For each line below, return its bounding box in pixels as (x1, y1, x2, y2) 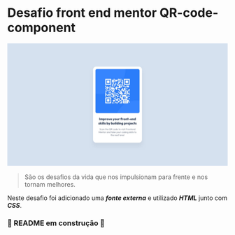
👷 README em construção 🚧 (7, 218, 105, 228)
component (7, 20, 76, 36)
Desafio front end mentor (7, 5, 157, 21)
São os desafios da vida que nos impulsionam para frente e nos (24, 173, 208, 181)
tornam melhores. (24, 180, 76, 188)
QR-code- (159, 5, 219, 21)
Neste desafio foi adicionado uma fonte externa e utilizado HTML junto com (7, 194, 227, 202)
